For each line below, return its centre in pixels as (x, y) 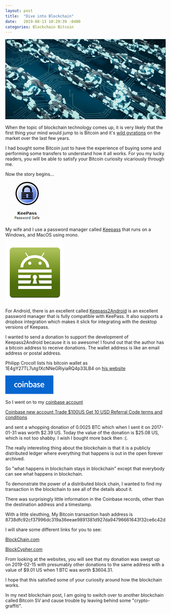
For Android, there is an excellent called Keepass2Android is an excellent (82, 311)
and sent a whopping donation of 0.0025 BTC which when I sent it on (78, 427)
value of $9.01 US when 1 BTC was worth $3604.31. (59, 570)
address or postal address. (33, 353)
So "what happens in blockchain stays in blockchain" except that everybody (85, 469)
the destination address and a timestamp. (49, 505)
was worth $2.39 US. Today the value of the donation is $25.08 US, (88, 433)
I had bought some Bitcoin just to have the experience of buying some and (83, 148)
